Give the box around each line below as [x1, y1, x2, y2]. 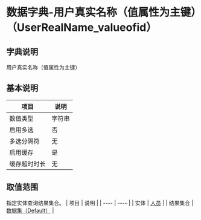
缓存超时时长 [9, 160, 46, 168]
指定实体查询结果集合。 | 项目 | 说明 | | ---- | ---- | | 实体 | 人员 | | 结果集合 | [6, 199, 194, 206]
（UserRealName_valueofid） [6, 21, 157, 34]
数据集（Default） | [6, 207, 54, 214]
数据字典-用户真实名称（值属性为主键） [6, 5, 197, 19]
